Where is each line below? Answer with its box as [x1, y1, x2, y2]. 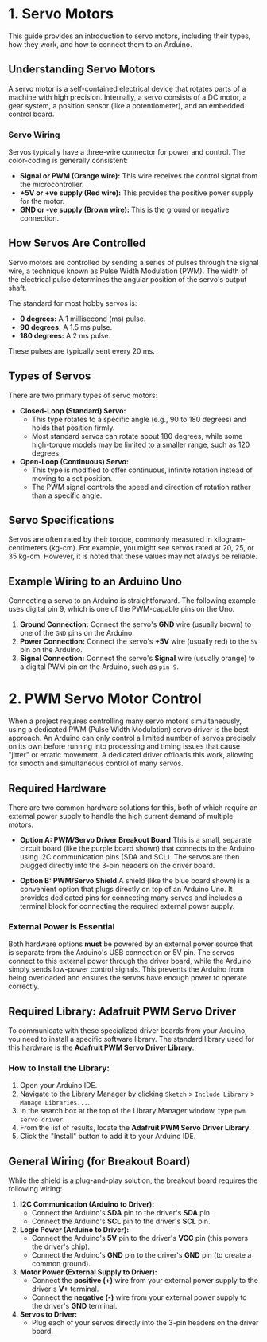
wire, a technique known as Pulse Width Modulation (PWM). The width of [8, 266, 248, 276]
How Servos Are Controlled [8, 237, 146, 250]
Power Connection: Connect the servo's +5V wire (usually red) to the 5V [19, 636, 258, 646]
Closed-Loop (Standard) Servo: [19, 405, 126, 415]
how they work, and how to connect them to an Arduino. [8, 39, 192, 49]
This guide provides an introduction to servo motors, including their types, [8, 31, 251, 41]
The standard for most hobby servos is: [8, 298, 137, 307]
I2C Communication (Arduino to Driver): [19, 1199, 155, 1209]
